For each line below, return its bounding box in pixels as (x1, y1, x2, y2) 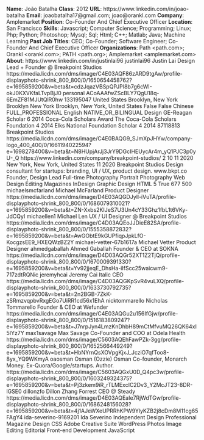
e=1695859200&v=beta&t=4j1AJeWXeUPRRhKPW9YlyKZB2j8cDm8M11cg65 (6, 407, 199, 414)
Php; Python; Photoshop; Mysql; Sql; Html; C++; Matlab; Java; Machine (6, 31, 186, 38)
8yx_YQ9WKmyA (6, 355, 49, 362)
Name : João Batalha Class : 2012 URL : (6, 5, 102, 12)
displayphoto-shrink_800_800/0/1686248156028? (6, 401, 132, 408)
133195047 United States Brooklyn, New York (64, 96, 178, 103)
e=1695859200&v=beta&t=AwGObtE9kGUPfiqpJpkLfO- (6, 232, 146, 239)
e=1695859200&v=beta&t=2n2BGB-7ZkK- (6, 290, 112, 298)
